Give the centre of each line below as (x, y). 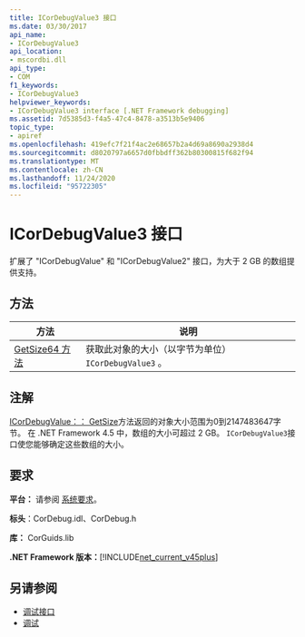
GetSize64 (37, 348)
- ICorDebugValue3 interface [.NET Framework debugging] (119, 111)
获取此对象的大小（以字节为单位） (158, 348)
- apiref (26, 136)
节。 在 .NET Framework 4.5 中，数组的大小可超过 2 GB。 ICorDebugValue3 (148, 433)
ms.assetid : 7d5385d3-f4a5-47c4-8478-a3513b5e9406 (107, 119)
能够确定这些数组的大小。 (81, 444)
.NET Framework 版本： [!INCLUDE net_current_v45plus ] (114, 557)
